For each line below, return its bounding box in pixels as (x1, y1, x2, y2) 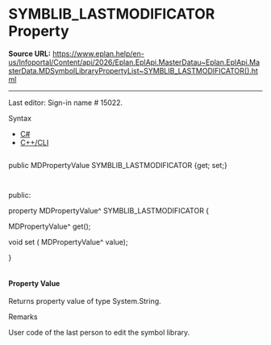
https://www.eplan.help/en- (52, 48, 145, 58)
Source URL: (8, 48, 51, 58)
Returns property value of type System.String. (8, 297, 161, 306)
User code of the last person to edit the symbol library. (8, 328, 190, 338)
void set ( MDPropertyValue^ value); (8, 237, 128, 246)
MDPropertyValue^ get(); (8, 221, 91, 231)
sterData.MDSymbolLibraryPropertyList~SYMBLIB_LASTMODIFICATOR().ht (8, 65, 258, 75)
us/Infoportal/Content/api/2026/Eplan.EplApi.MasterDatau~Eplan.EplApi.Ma (8, 57, 261, 67)
